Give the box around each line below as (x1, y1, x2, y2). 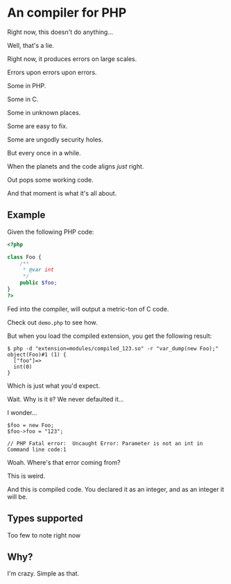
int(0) (13, 363, 33, 370)
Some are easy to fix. (7, 121, 68, 130)
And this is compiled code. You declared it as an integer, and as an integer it (7, 485, 224, 493)
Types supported (7, 513, 83, 524)
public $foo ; (19, 280, 58, 286)
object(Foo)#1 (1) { (7, 351, 67, 358)
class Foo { (7, 253, 42, 261)
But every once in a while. (7, 148, 81, 157)
